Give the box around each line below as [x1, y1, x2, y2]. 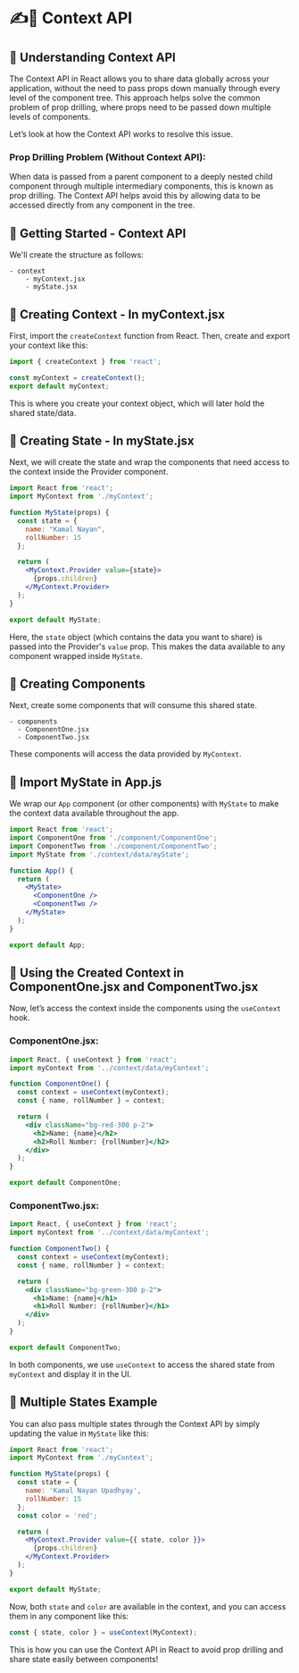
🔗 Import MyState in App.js [9, 774, 162, 790]
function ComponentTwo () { [9, 1245, 110, 1254]
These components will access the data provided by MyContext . [9, 748, 243, 759]
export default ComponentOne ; [9, 1179, 122, 1187]
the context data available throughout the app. [9, 807, 179, 819]
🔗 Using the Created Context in [9, 966, 185, 980]
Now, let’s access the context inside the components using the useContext [9, 1003, 281, 1014]
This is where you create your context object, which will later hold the [9, 398, 265, 409]
